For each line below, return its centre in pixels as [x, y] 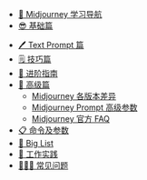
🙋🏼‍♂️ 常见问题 [43, 165]
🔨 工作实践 [38, 154]
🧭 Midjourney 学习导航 [60, 14]
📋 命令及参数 [44, 130]
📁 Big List [36, 143]
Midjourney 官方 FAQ [71, 119]
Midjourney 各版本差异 [73, 96]
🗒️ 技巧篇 [34, 59]
